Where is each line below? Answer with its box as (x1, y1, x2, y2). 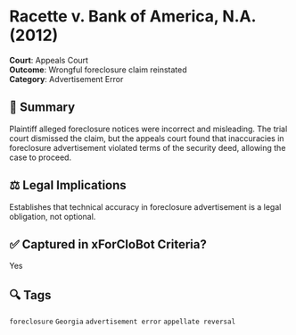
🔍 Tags (9, 288, 52, 303)
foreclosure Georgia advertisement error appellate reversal (9, 317, 236, 327)
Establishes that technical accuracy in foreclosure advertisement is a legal (9, 201, 282, 212)
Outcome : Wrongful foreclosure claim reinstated (9, 64, 187, 75)
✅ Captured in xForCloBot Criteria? (9, 237, 207, 252)
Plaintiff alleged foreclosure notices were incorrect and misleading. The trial (9, 123, 288, 134)
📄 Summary (9, 100, 76, 115)
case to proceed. (9, 152, 72, 163)
